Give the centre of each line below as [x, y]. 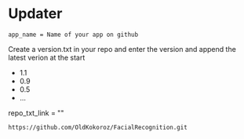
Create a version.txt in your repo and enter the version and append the [122, 49]
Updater [35, 14]
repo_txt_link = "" [36, 113]
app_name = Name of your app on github [73, 35]
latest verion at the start [47, 57]
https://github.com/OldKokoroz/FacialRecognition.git [98, 127]
